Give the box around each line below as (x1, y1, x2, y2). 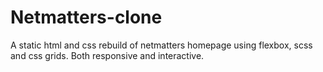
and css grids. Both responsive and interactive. (10, 49, 205, 61)
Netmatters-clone (10, 6, 163, 29)
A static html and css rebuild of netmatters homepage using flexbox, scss (10, 39, 313, 51)
